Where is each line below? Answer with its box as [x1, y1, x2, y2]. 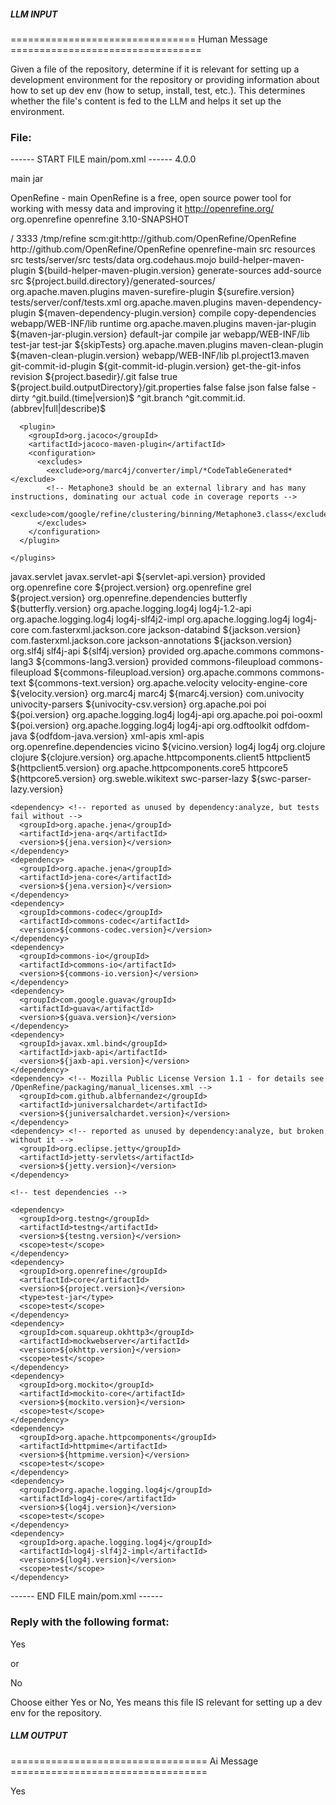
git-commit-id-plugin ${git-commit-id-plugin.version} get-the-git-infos [10, 360, 302, 372]
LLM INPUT [10, 8, 58, 20]
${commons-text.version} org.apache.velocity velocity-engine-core [28, 677, 308, 689]
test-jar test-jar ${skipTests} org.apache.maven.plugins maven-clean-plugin [10, 339, 324, 351]
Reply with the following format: [10, 1615, 170, 1629]
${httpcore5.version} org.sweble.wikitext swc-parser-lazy [10, 773, 249, 785]
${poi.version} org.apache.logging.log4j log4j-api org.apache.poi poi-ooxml [10, 709, 323, 721]
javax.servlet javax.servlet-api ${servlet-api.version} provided [10, 571, 266, 583]
